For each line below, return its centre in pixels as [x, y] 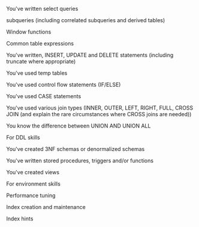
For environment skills [34, 184]
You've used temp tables [37, 73]
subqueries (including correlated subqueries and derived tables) [86, 20]
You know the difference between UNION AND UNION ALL [79, 126]
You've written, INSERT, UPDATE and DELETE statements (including [90, 55]
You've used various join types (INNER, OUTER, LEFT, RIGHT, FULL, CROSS [100, 108]
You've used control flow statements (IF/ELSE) [64, 84]
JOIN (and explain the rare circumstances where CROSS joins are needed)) [99, 114]
